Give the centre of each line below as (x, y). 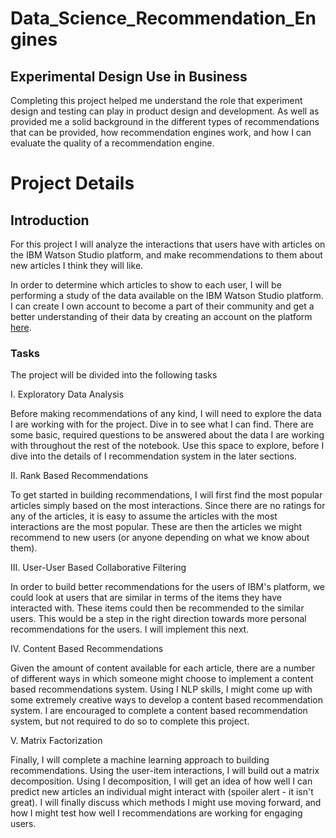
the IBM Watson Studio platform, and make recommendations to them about (166, 255)
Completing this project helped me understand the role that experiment (156, 100)
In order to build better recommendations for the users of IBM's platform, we (168, 587)
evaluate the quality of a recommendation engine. (112, 143)
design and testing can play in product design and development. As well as (165, 111)
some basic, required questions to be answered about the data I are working (167, 435)
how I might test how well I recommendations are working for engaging (156, 813)
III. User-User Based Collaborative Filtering (98, 568)
